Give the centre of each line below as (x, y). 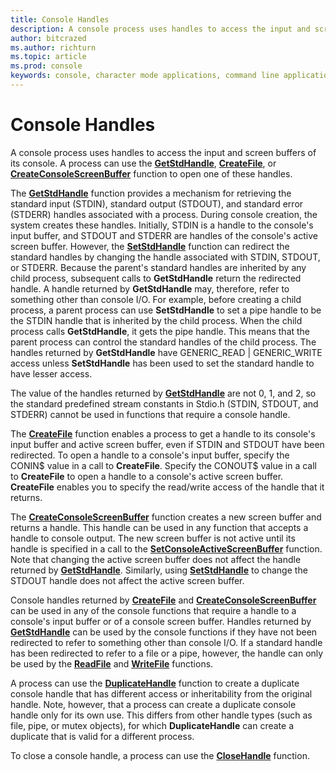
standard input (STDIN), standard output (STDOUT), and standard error (157, 203)
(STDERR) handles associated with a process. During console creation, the (164, 214)
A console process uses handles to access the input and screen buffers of (163, 152)
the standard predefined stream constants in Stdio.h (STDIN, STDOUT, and (164, 403)
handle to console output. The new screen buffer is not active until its (153, 538)
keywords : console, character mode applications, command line (145, 76)
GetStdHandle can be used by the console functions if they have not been (164, 632)
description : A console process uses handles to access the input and (160, 29)
